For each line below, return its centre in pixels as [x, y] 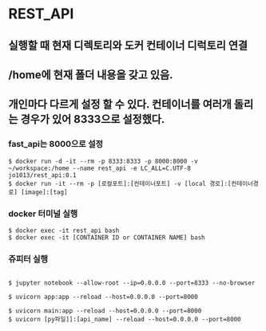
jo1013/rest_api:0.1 [43, 175]
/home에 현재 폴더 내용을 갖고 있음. [91, 75]
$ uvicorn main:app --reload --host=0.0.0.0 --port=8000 [105, 311]
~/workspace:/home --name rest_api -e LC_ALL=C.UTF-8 [100, 168]
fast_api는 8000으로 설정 [56, 144]
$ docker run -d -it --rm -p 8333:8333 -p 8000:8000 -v [103, 161]
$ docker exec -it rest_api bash [64, 231]
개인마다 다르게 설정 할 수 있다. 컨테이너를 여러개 [120, 104]
